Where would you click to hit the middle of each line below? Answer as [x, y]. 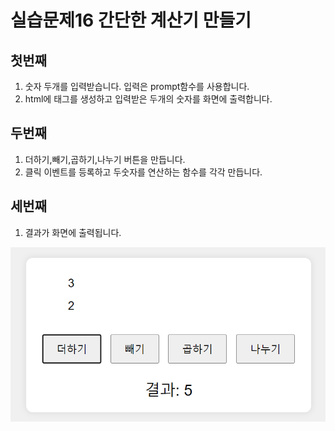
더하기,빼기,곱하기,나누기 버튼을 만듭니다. [105, 159]
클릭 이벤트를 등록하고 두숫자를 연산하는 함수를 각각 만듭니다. [143, 172]
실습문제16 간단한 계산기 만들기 [131, 20]
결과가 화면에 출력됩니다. [73, 232]
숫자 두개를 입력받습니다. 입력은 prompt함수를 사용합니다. [137, 86]
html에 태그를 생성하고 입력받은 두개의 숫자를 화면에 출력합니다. [148, 99]
